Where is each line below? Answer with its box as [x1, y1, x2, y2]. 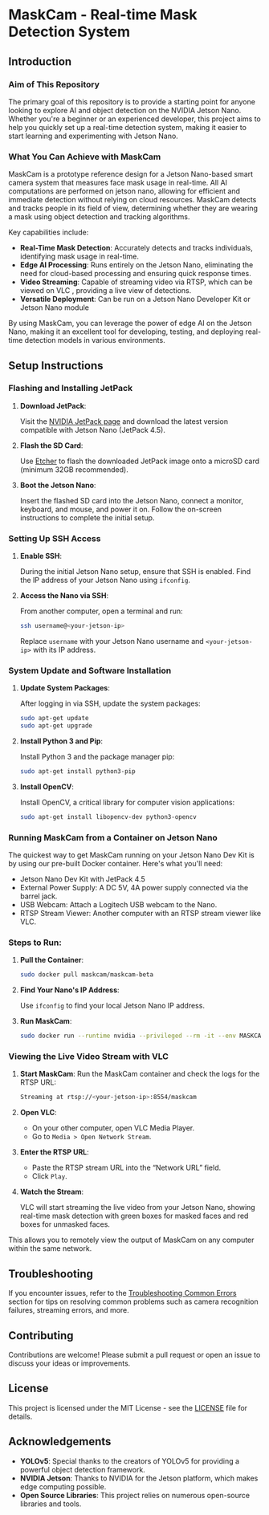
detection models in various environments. [24, 336, 166, 345]
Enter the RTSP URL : [19, 1147, 90, 1157]
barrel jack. [19, 891, 58, 901]
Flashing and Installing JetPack [8, 383, 133, 394]
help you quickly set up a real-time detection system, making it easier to [8, 122, 247, 132]
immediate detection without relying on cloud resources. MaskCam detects [8, 195, 257, 205]
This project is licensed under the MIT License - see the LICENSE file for [8, 1403, 247, 1412]
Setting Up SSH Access [8, 532, 101, 544]
